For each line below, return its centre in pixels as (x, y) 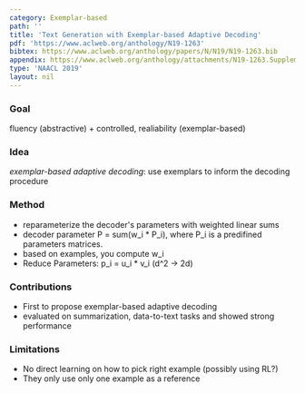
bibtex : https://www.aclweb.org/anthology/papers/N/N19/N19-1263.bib (144, 52)
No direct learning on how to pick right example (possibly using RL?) (150, 369)
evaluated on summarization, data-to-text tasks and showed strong (148, 316)
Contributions (41, 287)
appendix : (28, 60)
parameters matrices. (63, 244)
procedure (29, 182)
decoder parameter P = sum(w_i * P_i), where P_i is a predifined (142, 234)
